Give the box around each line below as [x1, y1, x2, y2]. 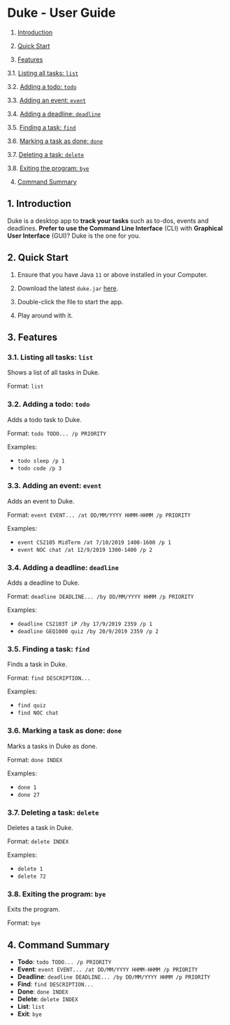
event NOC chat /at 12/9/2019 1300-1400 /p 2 [17, 546, 152, 553]
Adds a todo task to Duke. [7, 415, 82, 423]
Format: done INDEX [7, 755, 63, 763]
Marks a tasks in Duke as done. [7, 742, 98, 750]
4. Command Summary [7, 939, 110, 951]
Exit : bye [17, 1010, 42, 1018]
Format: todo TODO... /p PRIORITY [7, 429, 107, 437]
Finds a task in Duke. [7, 660, 68, 669]
